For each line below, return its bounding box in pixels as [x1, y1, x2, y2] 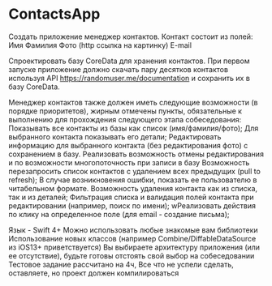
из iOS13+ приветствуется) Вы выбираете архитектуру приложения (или [8, 242, 261, 252]
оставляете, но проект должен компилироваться [8, 268, 179, 278]
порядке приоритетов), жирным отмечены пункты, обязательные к [8, 106, 242, 116]
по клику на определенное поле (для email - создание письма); [8, 209, 230, 219]
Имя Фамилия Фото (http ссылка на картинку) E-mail [8, 40, 192, 49]
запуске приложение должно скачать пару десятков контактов [8, 64, 229, 74]
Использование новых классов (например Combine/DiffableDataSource [8, 233, 257, 243]
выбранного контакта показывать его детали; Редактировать [8, 131, 222, 142]
